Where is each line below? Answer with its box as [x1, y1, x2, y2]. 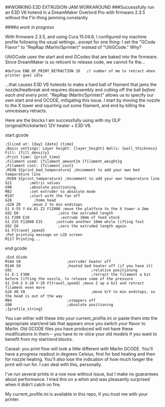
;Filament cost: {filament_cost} [5, 163, 74, 168]
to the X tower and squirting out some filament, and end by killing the [5, 103, 145, 108]
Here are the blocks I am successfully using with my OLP [5, 117, 121, 123]
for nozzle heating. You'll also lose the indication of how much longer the [5, 356, 153, 362]
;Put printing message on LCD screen [5, 232, 83, 237]
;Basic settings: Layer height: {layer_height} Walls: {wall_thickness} [5, 146, 158, 151]
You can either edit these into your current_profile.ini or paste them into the [5, 315, 158, 321]
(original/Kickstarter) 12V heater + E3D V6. [5, 123, 92, 128]
